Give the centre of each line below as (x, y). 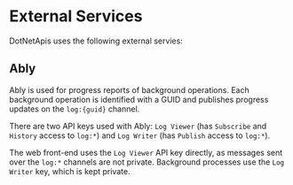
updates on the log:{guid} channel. (75, 109)
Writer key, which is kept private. (70, 171)
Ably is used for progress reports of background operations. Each (130, 89)
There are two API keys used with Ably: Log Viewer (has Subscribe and (138, 126)
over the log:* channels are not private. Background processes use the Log (147, 162)
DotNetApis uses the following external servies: (96, 41)
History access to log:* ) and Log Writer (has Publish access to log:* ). (140, 135)
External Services (76, 16)
